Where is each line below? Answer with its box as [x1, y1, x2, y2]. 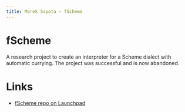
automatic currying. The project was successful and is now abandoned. [6, 59, 180, 66]
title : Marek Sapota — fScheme [6, 8, 83, 15]
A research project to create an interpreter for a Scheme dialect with [6, 53, 171, 60]
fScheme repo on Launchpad [14, 99, 86, 106]
